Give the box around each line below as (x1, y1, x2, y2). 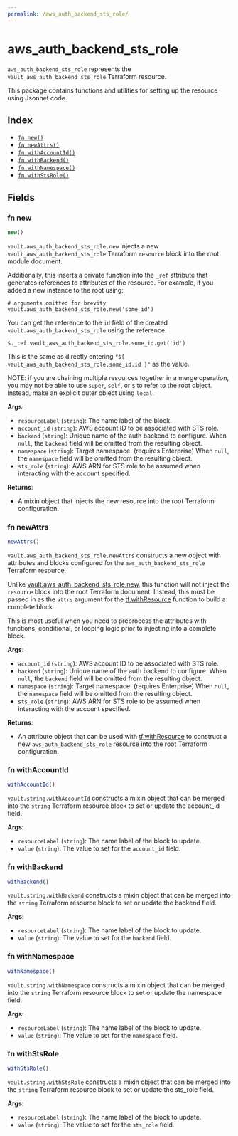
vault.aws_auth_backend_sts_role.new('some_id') (7, 305, 154, 313)
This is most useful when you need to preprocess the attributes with (7, 616, 207, 625)
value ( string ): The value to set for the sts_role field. (17, 1120, 175, 1129)
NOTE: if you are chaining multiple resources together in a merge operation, (7, 373, 229, 382)
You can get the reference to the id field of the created (7, 318, 168, 327)
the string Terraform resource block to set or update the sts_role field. (7, 1085, 215, 1093)
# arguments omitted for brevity (7, 300, 107, 307)
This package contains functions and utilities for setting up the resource (7, 86, 218, 95)
